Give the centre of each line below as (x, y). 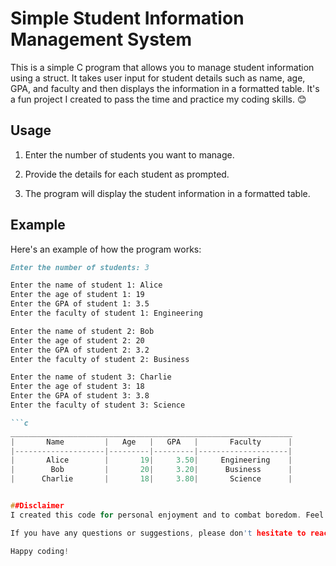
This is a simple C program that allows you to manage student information (162, 67)
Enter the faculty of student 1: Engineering (106, 313)
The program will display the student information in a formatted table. (167, 193)
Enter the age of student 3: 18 (77, 387)
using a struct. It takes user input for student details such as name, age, (158, 78)
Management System (101, 39)
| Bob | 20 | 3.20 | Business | (151, 470)
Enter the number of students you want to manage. (129, 154)
